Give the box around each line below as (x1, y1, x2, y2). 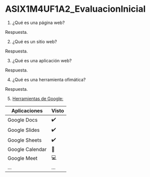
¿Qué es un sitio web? (12, 38, 58, 45)
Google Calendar (7, 146, 47, 152)
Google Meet (7, 155, 38, 162)
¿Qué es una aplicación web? (12, 57, 72, 63)
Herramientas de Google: (12, 96, 63, 101)
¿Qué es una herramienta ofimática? (12, 76, 86, 82)
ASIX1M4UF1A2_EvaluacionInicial (5, 3, 146, 15)
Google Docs (7, 117, 38, 124)
